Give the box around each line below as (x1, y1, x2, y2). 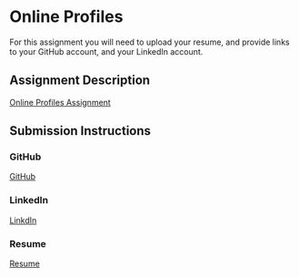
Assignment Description (9, 73, 151, 88)
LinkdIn (9, 214, 37, 225)
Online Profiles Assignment (9, 97, 111, 108)
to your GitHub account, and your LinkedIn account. (9, 46, 204, 56)
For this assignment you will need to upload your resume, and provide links (9, 36, 290, 47)
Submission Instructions (9, 123, 152, 138)
